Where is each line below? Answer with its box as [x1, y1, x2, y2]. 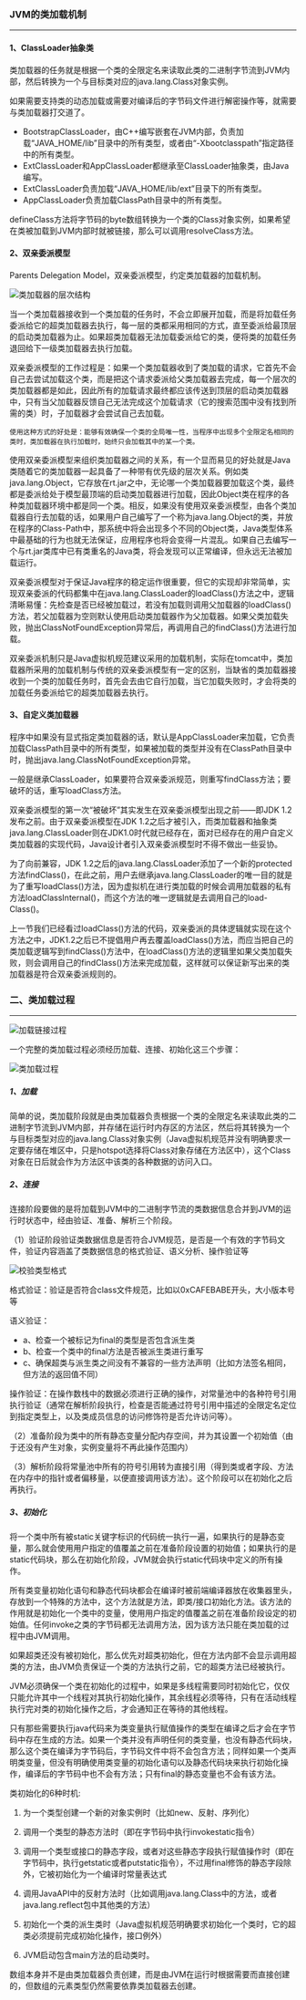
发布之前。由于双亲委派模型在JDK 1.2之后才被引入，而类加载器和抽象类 [9, 815, 278, 826]
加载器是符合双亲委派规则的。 [9, 969, 121, 979]
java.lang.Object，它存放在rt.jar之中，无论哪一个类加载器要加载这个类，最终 [9, 477, 295, 488]
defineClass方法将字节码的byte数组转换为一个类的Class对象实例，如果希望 [9, 213, 291, 224]
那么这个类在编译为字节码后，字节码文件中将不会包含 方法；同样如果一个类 [9, 1746, 289, 1756]
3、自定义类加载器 [9, 710, 79, 720]
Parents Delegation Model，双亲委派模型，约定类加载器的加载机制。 [9, 269, 267, 280]
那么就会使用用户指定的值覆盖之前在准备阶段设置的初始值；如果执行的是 [25, 1543, 297, 1554]
